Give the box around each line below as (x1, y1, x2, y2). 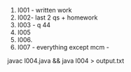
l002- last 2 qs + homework (17, 13, 98, 22)
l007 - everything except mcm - (17, 43, 110, 51)
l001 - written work (17, 6, 72, 14)
